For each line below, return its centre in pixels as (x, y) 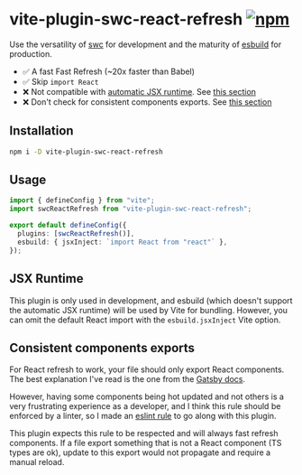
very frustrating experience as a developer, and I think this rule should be (145, 406)
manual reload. (37, 462)
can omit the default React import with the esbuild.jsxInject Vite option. (145, 320)
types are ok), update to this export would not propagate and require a (140, 452)
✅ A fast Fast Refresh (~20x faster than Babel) (109, 71)
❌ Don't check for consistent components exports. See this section (147, 102)
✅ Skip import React (60, 81)
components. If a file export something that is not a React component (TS (146, 443)
